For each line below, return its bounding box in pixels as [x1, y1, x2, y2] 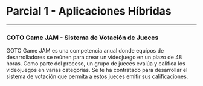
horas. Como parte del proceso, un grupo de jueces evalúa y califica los [6, 60, 185, 67]
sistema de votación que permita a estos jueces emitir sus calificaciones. [6, 73, 188, 80]
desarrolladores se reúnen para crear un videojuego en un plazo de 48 [6, 53, 182, 61]
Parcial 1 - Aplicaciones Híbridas [6, 4, 172, 18]
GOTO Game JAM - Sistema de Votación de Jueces [6, 33, 159, 42]
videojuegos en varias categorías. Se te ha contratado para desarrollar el [6, 67, 188, 74]
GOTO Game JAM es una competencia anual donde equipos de [6, 47, 164, 55]
